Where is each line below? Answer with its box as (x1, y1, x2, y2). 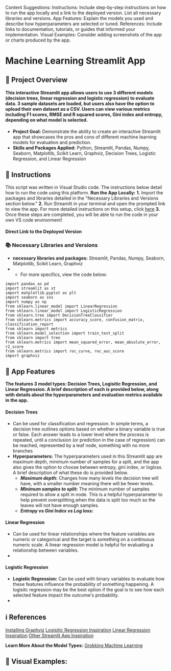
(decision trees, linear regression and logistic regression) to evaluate (5, 95, 155, 102)
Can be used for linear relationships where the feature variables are (12, 530, 155, 537)
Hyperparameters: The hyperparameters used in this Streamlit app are (12, 453, 162, 459)
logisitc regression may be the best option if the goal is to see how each (12, 586, 164, 593)
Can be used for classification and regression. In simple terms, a (12, 420, 149, 426)
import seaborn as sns (5, 295, 54, 300)
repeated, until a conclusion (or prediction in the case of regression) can (12, 437, 165, 443)
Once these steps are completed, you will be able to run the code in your (5, 211, 158, 218)
